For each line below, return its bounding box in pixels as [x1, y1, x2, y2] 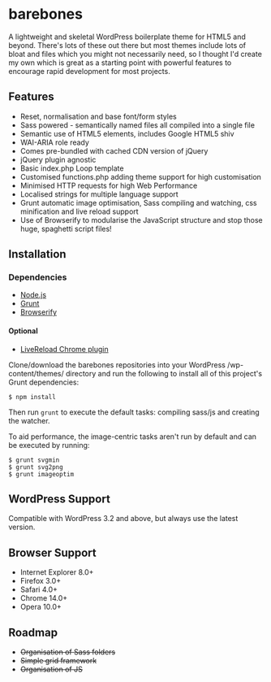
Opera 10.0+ [19, 602, 62, 612]
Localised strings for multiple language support [19, 189, 179, 199]
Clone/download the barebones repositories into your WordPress [8, 359, 226, 370]
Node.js [19, 290, 47, 300]
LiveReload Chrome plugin [19, 344, 109, 354]
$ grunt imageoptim [8, 470, 75, 478]
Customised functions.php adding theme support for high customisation [19, 172, 262, 181]
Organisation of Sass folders [19, 647, 116, 657]
